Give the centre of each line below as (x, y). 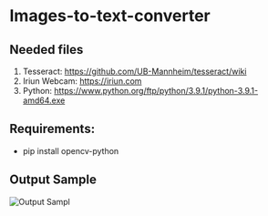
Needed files (46, 50)
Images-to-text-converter (110, 16)
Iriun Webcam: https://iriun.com (82, 81)
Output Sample (53, 180)
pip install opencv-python (71, 150)
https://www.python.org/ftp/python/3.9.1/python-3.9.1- (156, 91)
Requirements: (52, 129)
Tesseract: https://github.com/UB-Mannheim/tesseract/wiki (134, 71)
